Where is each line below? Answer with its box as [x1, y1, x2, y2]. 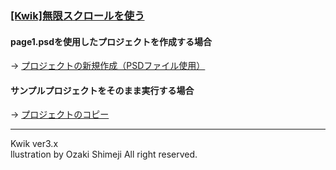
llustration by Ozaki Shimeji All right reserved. [10, 148, 198, 161]
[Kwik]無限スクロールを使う [10, 8, 145, 22]
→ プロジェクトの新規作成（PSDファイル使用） [10, 60, 206, 72]
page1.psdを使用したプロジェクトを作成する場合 [10, 35, 213, 47]
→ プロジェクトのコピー [10, 108, 110, 121]
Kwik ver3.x [10, 138, 59, 150]
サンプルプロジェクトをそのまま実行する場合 [10, 84, 195, 96]
